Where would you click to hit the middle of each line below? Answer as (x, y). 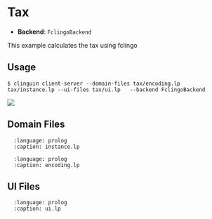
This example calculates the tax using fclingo (73, 45)
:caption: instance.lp (47, 147)
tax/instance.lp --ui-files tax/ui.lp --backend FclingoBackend (106, 89)
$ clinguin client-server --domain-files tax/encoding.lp (94, 84)
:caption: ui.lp (37, 209)
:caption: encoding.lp (47, 165)
